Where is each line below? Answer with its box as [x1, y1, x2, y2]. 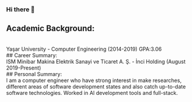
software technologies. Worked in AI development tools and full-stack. [6, 89, 178, 96]
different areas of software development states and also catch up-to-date [6, 83, 186, 90]
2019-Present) [6, 64, 41, 71]
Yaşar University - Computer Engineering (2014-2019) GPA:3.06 [6, 45, 162, 52]
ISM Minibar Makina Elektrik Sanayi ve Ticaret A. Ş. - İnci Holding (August [6, 58, 186, 65]
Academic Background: [6, 24, 95, 34]
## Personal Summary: [6, 70, 62, 77]
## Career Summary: [6, 51, 57, 58]
